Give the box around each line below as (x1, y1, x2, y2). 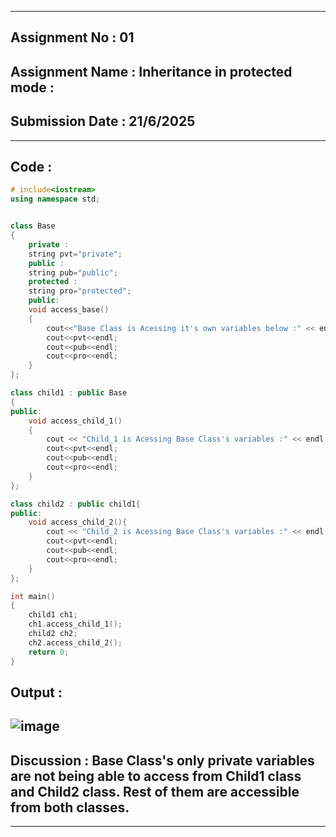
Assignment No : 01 (10, 29, 135, 46)
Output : (10, 684, 63, 701)
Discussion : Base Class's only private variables (10, 752, 315, 769)
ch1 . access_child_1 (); (28, 619, 123, 630)
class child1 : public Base (10, 388, 128, 398)
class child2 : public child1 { (10, 499, 141, 509)
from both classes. (10, 799, 130, 816)
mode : (10, 79, 55, 96)
